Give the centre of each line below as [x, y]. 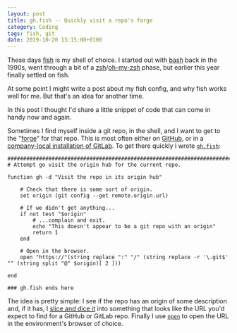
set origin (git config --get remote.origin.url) [95, 196]
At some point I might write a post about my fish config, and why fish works [117, 89]
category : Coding [33, 27]
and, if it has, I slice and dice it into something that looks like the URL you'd [116, 309]
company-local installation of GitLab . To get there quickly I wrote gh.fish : [114, 146]
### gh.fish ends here [41, 288]
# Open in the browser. [55, 251]
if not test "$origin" [53, 214]
